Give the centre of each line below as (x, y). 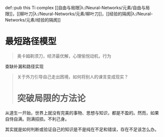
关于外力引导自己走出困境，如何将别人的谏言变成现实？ (72, 77)
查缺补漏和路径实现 (24, 66)
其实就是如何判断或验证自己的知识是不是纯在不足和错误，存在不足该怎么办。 (82, 129)
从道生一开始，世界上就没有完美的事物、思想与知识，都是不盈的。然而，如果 (82, 113)
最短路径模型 (31, 42)
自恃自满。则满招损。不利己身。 (37, 119)
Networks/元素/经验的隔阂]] (33, 20)
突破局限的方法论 (51, 99)
